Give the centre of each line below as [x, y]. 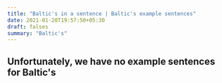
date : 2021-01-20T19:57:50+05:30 [56, 20]
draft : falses [28, 27]
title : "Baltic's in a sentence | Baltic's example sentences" [102, 14]
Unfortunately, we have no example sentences [111, 61]
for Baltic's [32, 72]
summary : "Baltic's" [38, 33]
